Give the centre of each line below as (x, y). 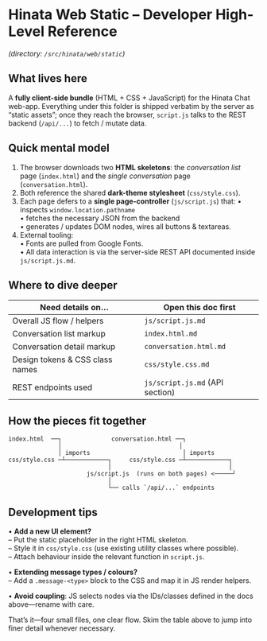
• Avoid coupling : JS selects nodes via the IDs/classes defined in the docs (131, 596)
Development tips (53, 512)
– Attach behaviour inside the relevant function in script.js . (106, 557)
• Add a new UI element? (50, 531)
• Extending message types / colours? (73, 572)
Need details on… (74, 308)
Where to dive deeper (63, 285)
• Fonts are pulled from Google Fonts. (81, 243)
